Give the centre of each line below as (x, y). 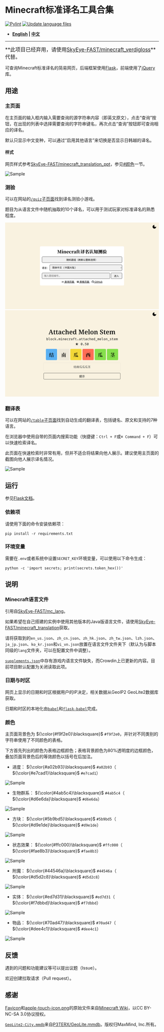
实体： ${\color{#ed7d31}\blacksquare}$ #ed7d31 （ (63, 897)
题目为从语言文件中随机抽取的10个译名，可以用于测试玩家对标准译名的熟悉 (80, 209)
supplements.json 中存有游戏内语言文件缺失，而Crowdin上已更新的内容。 (78, 661)
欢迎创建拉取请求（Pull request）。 (40, 978)
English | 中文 (26, 34)
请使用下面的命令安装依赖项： (35, 524)
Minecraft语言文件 (27, 600)
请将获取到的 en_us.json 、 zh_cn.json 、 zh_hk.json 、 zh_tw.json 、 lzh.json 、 (81, 638)
